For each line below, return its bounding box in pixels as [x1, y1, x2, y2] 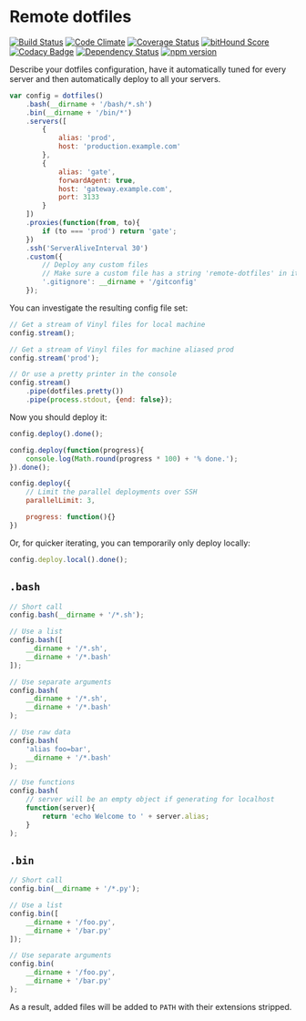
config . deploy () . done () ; [9, 429, 104, 438]
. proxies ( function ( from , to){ [25, 219, 141, 228]
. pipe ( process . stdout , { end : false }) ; [25, 395, 173, 404]
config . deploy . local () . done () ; [9, 555, 128, 564]
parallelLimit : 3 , [25, 496, 96, 505]
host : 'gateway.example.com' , [57, 184, 173, 193]
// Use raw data [9, 728, 71, 737]
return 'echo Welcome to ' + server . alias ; [42, 812, 209, 821]
